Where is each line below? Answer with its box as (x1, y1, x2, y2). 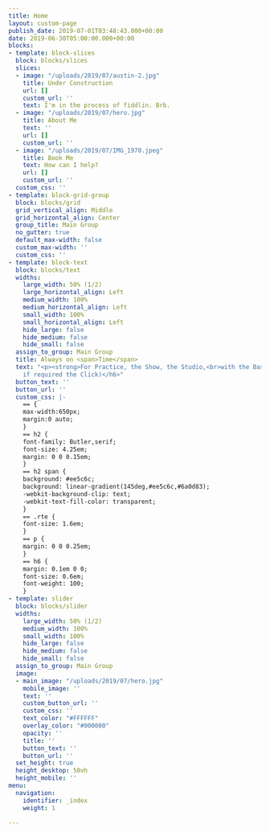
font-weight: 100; (22, 580, 84, 588)
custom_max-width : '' (15, 244, 88, 252)
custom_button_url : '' (22, 699, 99, 707)
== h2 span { (22, 468, 67, 476)
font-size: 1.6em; (22, 520, 84, 528)
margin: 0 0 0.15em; (22, 453, 92, 461)
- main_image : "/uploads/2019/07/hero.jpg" (15, 677, 163, 685)
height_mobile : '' (15, 774, 78, 782)
